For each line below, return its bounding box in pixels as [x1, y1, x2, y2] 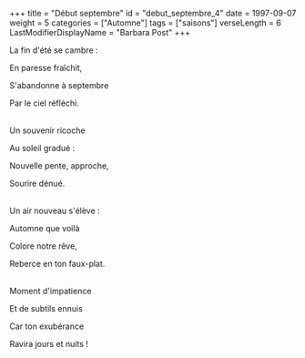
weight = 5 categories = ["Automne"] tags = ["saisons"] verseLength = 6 [9, 17, 282, 28]
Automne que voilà [9, 223, 80, 233]
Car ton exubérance [9, 321, 85, 332]
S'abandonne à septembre [9, 80, 109, 90]
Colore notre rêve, [9, 240, 77, 251]
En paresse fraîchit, [9, 63, 83, 73]
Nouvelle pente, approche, [9, 160, 109, 171]
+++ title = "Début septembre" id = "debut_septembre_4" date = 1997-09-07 [9, 8, 297, 18]
